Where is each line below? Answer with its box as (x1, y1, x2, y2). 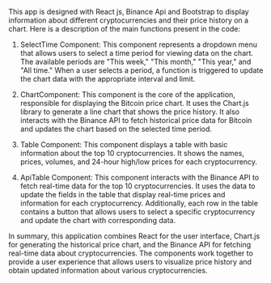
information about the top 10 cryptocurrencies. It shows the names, (19, 149, 245, 158)
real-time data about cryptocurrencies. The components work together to (8, 248, 253, 258)
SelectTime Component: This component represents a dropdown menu (19, 40, 257, 49)
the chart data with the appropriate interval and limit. (19, 74, 196, 83)
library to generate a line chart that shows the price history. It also (19, 107, 240, 116)
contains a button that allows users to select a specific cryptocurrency (19, 207, 256, 217)
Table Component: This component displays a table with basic (19, 140, 228, 149)
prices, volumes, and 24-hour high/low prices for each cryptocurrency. (19, 157, 257, 167)
